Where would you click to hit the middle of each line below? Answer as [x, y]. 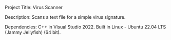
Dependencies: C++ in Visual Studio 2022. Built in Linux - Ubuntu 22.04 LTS [85, 27]
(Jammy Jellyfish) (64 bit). [33, 32]
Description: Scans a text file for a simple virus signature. [65, 17]
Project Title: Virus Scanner [34, 7]
